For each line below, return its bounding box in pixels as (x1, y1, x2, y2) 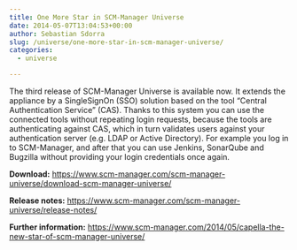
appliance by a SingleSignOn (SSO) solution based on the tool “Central (9, 95, 268, 106)
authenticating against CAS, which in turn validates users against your (9, 124, 265, 133)
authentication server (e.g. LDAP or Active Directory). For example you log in (9, 133, 289, 143)
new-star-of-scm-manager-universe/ (9, 231, 145, 241)
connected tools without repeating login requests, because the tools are (9, 114, 272, 125)
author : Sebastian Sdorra (9, 29, 105, 38)
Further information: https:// (9, 222, 115, 232)
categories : (9, 46, 53, 55)
